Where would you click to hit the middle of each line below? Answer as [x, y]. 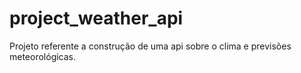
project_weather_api [96, 18]
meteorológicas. [43, 56]
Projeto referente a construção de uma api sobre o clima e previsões [150, 46]
